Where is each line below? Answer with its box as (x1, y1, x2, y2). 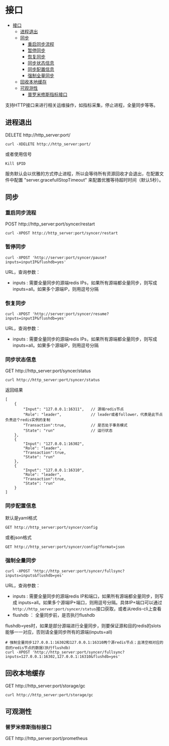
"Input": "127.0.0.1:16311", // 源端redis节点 (23, 407, 124, 412)
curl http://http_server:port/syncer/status (5, 378, 100, 383)
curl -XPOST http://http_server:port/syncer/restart (5, 231, 118, 236)
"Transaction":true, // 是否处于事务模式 (23, 423, 128, 428)
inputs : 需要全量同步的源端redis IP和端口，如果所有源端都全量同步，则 (12, 593, 159, 599)
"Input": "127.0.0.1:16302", (23, 441, 84, 447)
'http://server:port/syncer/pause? (32, 255, 107, 260)
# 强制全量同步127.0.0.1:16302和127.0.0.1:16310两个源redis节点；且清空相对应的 (5, 640, 163, 645)
